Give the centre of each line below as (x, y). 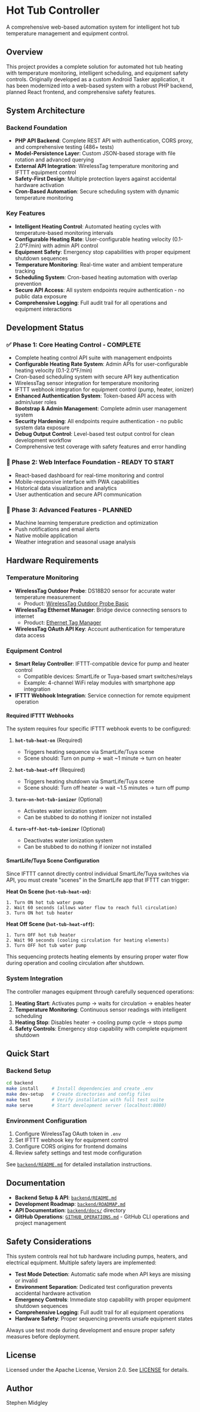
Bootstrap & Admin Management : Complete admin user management (101, 409)
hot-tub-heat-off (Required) (50, 770)
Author (19, 1388)
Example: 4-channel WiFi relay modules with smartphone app (99, 683)
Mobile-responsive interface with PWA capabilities (77, 481)
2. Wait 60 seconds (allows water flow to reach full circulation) (92, 908)
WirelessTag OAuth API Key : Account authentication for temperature (100, 629)
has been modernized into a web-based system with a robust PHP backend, (100, 85)
